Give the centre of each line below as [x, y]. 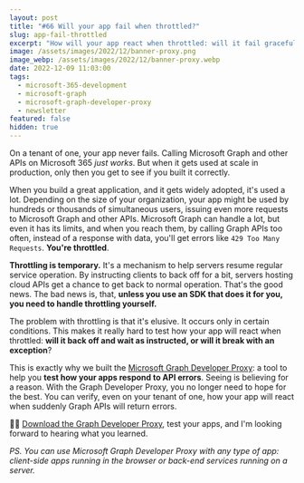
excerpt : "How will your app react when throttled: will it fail [135, 43]
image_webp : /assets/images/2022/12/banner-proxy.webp [115, 60]
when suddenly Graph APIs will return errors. [93, 406]
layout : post [34, 18]
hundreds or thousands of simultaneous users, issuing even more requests [149, 209]
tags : [19, 77]
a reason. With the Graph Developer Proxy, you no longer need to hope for [148, 387]
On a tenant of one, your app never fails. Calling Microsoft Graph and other [149, 153]
